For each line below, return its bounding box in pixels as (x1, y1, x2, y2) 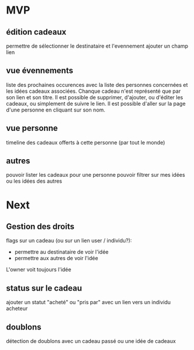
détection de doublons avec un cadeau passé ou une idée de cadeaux (6, 338, 176, 345)
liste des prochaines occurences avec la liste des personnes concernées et (6, 81, 188, 88)
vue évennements (6, 66, 73, 76)
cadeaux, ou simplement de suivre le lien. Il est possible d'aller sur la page (6, 100, 186, 107)
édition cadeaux (6, 27, 66, 37)
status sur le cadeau (6, 283, 82, 293)
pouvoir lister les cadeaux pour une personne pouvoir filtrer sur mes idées (6, 171, 186, 179)
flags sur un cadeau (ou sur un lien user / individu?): (6, 237, 132, 244)
